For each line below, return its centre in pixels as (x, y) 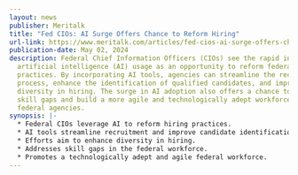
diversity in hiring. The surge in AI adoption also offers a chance (148, 91)
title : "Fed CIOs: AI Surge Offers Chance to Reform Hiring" (125, 34)
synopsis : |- (33, 116)
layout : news (33, 17)
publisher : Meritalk (47, 26)
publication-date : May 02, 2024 (69, 50)
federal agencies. (51, 108)
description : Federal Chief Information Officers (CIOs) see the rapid (144, 58)
